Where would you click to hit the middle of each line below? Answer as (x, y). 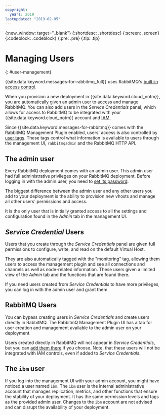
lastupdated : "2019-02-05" (33, 19)
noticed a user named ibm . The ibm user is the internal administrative (75, 386)
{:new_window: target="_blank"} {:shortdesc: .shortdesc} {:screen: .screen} (82, 33)
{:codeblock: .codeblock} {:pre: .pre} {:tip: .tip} (53, 38)
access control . (21, 87)
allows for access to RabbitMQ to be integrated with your (63, 113)
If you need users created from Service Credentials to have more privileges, (82, 284)
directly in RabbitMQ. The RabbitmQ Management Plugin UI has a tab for (79, 322)
